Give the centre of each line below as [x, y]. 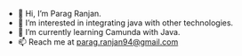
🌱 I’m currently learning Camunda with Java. [99, 32]
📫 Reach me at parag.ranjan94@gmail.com [98, 42]
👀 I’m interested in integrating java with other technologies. [125, 23]
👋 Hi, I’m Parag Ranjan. [60, 14]
